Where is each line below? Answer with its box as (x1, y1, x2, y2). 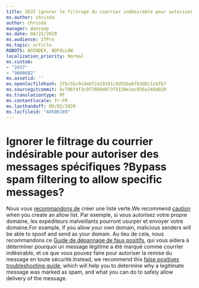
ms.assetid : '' (6, 75, 44, 81)
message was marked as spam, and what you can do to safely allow (6, 268, 173, 275)
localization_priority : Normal (6, 53, 84, 59)
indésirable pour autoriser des (6, 147, 159, 161)
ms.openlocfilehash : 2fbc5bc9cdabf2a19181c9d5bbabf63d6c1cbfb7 (6, 81, 167, 87)
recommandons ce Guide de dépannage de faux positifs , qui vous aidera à (6, 237, 189, 244)
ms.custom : (6, 59, 33, 65)
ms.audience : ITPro (6, 36, 55, 42)
